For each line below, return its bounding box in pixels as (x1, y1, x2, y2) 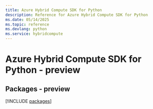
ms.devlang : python (5, 27, 47, 32)
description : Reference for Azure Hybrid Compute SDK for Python (5, 12, 148, 17)
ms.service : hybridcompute (5, 31, 63, 36)
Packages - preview (5, 84, 70, 93)
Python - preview (5, 64, 81, 76)
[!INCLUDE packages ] (5, 98, 52, 104)
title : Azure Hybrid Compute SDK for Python (5, 7, 102, 13)
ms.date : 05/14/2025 (5, 17, 50, 22)
